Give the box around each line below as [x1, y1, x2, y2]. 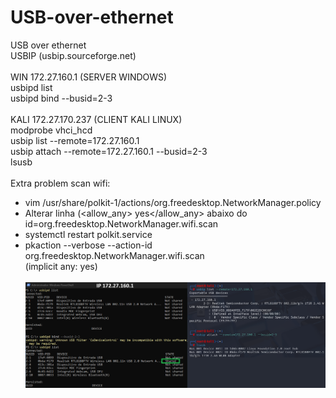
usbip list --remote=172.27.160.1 [10, 134, 140, 146]
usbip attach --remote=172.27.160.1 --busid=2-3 [10, 145, 208, 157]
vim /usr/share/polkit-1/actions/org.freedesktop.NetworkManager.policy [24, 196, 322, 208]
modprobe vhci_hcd [10, 124, 93, 136]
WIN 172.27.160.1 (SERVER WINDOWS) [10, 71, 168, 83]
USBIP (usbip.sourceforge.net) [10, 49, 137, 61]
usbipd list [10, 81, 53, 93]
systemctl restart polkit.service [24, 228, 153, 240]
